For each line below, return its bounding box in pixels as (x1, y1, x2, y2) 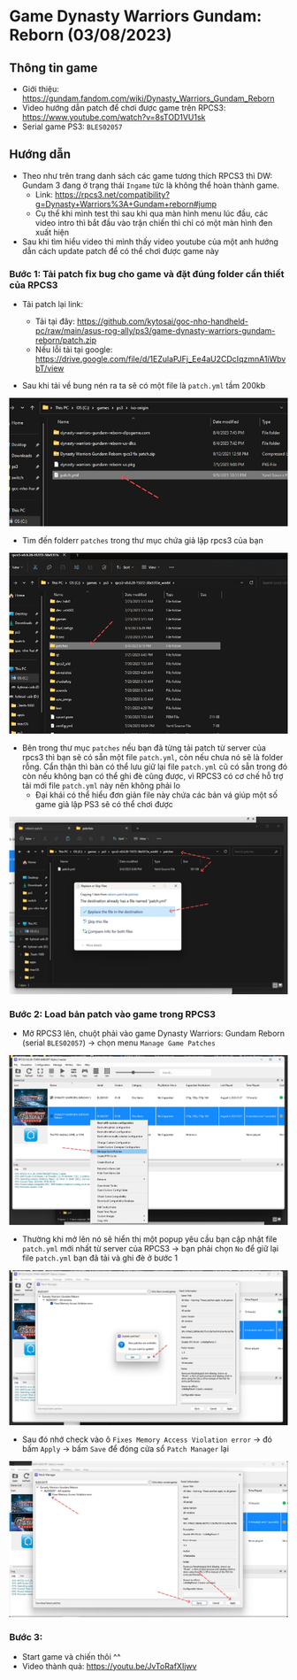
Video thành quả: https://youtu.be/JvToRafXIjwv (21, 1661, 197, 1671)
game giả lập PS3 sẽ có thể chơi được (34, 799, 174, 810)
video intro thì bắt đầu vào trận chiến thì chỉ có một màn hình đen (34, 217, 273, 227)
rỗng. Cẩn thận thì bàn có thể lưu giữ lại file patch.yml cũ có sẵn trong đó (21, 761, 288, 772)
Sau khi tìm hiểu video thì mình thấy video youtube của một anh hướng (21, 236, 278, 247)
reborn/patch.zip (34, 335, 97, 346)
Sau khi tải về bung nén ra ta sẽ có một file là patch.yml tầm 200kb (21, 381, 266, 391)
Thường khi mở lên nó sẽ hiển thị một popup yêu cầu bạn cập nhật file (21, 1233, 278, 1245)
